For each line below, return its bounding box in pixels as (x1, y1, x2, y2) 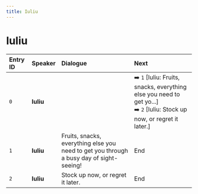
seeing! (61, 161, 82, 169)
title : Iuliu (6, 8, 38, 15)
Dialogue (61, 59, 87, 67)
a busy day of (61, 154, 99, 162)
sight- (100, 154, 118, 162)
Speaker (31, 59, 56, 67)
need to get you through (61, 146, 128, 154)
